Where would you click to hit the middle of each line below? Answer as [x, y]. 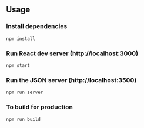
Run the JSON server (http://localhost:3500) [71, 80]
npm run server [25, 92]
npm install [21, 38]
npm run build [24, 119]
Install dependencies [37, 26]
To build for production [40, 107]
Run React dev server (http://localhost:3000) [72, 53]
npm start [18, 65]
